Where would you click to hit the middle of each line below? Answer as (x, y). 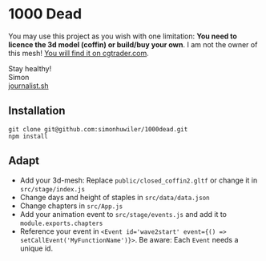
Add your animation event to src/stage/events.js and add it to (123, 214)
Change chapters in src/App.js (71, 206)
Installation (37, 111)
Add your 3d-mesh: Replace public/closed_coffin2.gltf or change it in (139, 180)
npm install (28, 136)
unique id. (36, 248)
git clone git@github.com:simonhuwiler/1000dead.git (98, 129)
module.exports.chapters (61, 223)
